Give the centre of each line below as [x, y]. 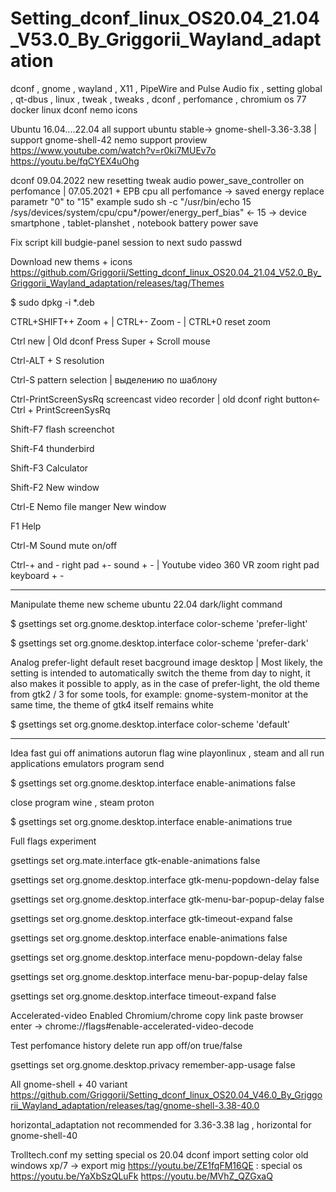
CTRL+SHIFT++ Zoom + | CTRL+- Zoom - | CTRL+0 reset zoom [141, 321]
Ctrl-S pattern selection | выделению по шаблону [114, 379]
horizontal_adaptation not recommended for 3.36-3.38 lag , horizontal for [161, 1124]
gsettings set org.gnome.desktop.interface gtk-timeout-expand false [151, 918]
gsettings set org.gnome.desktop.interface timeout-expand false [143, 996]
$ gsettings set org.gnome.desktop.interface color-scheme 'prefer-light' [159, 623]
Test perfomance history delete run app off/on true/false [126, 1045]
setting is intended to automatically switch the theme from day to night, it [160, 673]
